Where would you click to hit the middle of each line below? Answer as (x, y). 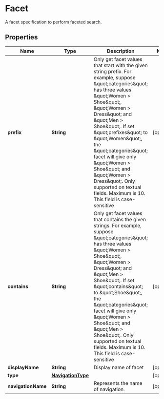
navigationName (27, 386)
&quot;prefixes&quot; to (121, 132)
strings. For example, (117, 226)
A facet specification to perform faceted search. (53, 22)
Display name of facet (119, 367)
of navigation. (109, 389)
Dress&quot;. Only (114, 181)
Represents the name (118, 383)
